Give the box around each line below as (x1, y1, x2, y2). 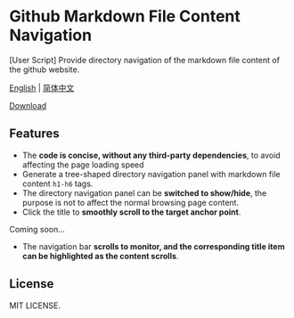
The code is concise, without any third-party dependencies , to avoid (21, 150, 281, 160)
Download (9, 100, 47, 110)
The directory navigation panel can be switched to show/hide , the (21, 187, 267, 198)
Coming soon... (9, 224, 65, 234)
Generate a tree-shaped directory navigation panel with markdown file (21, 168, 281, 179)
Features (9, 126, 60, 142)
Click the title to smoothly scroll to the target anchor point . (21, 207, 241, 217)
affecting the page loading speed (21, 159, 144, 170)
